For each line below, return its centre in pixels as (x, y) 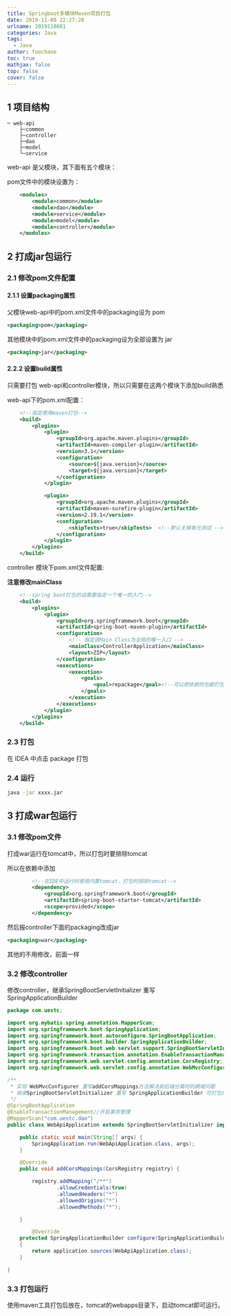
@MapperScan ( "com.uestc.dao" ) (51, 1119)
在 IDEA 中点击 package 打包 (48, 758)
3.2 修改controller (37, 974)
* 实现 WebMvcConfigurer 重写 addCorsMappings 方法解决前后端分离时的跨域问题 (112, 1086)
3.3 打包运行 (28, 1288)
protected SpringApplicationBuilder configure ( (89, 1238)
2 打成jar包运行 (40, 257)
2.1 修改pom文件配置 (41, 278)
